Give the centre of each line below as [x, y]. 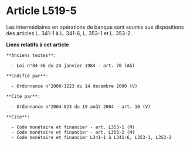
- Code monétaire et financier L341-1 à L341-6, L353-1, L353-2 [91, 137]
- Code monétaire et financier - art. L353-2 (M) [73, 132]
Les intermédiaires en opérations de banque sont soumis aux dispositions [95, 27]
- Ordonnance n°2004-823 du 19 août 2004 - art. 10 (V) [81, 107]
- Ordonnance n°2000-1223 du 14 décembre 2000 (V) [74, 86]
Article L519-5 [42, 11]
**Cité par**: [23, 96]
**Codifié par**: [27, 76]
